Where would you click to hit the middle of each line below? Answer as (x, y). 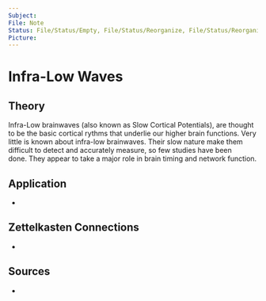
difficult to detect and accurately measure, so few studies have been (120, 150)
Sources (29, 271)
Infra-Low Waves (66, 77)
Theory (27, 106)
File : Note (26, 23)
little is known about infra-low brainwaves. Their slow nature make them (125, 142)
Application (38, 183)
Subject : (23, 15)
